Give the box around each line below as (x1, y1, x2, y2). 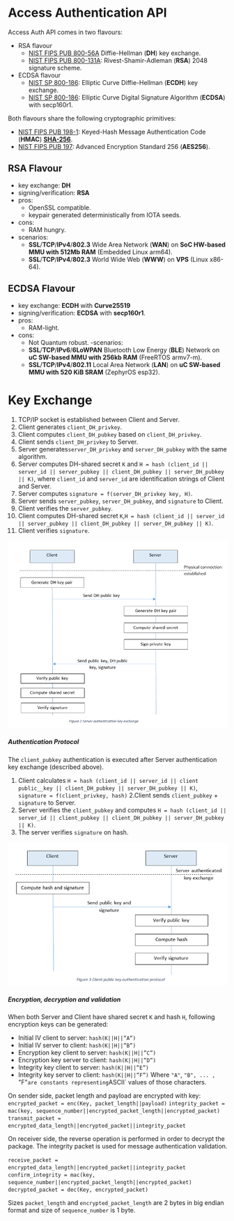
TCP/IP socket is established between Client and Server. (17, 415, 180, 423)
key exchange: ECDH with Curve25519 (17, 301, 131, 309)
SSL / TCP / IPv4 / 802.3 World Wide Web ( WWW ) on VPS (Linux (28, 255, 208, 263)
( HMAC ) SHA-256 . (17, 134, 73, 143)
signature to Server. (17, 798, 76, 807)
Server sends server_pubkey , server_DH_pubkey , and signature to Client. (17, 497, 224, 505)
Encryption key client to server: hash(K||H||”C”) (17, 1048, 156, 1057)
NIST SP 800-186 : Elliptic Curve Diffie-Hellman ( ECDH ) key (28, 78, 198, 86)
